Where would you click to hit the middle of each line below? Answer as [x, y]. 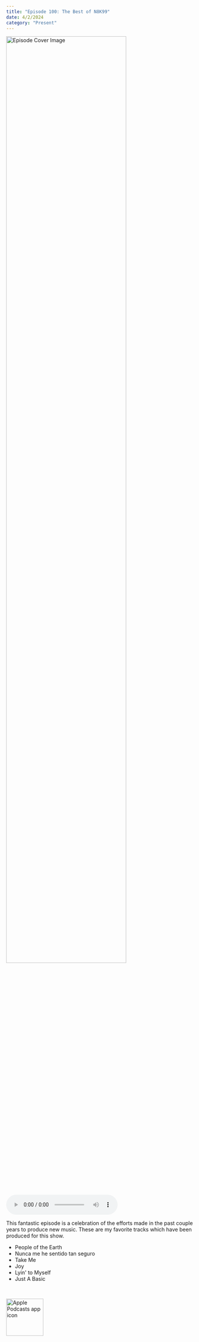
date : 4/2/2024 [25, 17]
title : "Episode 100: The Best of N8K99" [58, 12]
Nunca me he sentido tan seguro [55, 1253]
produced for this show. [35, 1236]
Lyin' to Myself [33, 1272]
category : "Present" [32, 23]
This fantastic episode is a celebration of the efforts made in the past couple [99, 1223]
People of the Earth [38, 1248]
